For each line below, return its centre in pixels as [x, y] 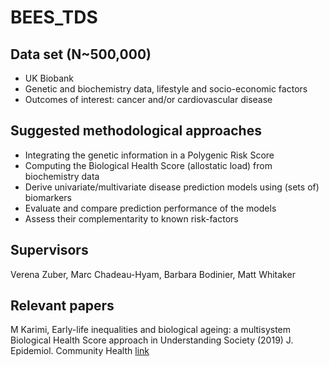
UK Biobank [49, 78]
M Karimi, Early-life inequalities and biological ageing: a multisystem [151, 330]
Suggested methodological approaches [136, 131]
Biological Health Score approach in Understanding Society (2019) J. [152, 340]
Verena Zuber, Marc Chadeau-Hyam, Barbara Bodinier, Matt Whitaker [153, 274]
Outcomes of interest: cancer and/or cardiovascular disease [148, 99]
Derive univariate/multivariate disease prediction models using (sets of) [172, 187]
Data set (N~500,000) [81, 54]
